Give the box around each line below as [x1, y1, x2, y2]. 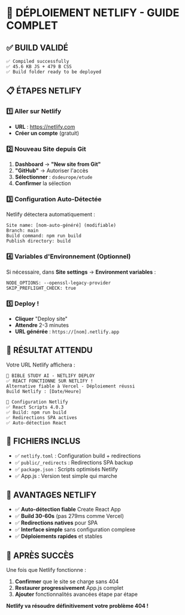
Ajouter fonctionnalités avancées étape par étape [14, 590, 138, 598]
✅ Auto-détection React [6, 420, 67, 426]
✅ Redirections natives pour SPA [14, 519, 98, 526]
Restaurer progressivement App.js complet [14, 584, 124, 592]
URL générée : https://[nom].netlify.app [14, 328, 120, 335]
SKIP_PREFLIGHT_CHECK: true [6, 285, 77, 291]
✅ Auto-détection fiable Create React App [14, 506, 121, 513]
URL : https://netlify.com [14, 123, 75, 130]
